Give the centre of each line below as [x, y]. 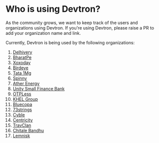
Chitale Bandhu [28, 130]
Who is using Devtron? [53, 9]
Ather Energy [26, 83]
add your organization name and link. [43, 33]
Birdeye [20, 68]
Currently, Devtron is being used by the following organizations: [70, 42]
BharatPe [22, 57]
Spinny [20, 78]
